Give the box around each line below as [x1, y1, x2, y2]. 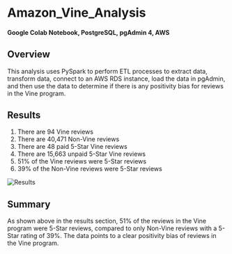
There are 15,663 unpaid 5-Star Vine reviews [17, 150, 146, 158]
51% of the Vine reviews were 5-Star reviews [17, 157, 147, 166]
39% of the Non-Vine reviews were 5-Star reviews [17, 165, 162, 173]
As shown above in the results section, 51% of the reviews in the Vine [7, 217, 207, 225]
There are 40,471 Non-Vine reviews [17, 135, 120, 143]
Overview [7, 49, 51, 61]
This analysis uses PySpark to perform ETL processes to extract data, [7, 67, 208, 75]
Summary [7, 198, 51, 210]
